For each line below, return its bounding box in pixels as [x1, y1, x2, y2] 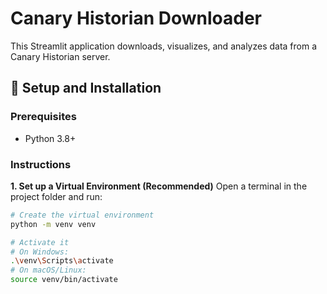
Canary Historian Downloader [10, 7, 263, 30]
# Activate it [10, 237, 70, 247]
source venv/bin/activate [10, 275, 118, 285]
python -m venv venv [10, 219, 97, 229]
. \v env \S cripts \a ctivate [10, 256, 114, 266]
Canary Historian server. [10, 50, 111, 62]
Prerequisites [10, 110, 77, 124]
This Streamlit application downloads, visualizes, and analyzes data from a [10, 40, 318, 52]
